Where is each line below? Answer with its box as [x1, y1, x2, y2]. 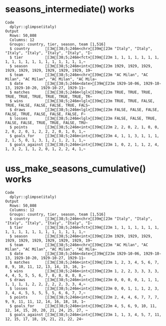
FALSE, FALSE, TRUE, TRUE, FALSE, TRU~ [5, 120, 88, 125]
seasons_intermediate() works [5, 3, 135, 15]
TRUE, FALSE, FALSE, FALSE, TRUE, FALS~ [5, 103, 91, 108]
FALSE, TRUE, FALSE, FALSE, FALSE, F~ [5, 111, 86, 117]
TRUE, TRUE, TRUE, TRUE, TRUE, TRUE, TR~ [5, 94, 93, 99]
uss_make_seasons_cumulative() [5, 163, 146, 174]
